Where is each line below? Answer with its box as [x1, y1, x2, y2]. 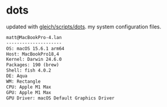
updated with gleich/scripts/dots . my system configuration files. [6, 23, 161, 30]
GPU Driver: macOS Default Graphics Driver [6, 95, 115, 101]
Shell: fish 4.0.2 [6, 67, 51, 74]
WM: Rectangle [6, 78, 41, 85]
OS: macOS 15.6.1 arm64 [6, 46, 65, 51]
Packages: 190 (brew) [6, 62, 60, 68]
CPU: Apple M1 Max [6, 84, 51, 90]
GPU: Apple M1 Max [6, 89, 51, 95]
